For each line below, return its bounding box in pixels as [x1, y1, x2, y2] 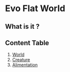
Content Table [5, 38, 49, 47]
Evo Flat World [5, 3, 66, 14]
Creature [12, 57, 30, 63]
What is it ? [5, 22, 40, 31]
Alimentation [12, 62, 38, 68]
